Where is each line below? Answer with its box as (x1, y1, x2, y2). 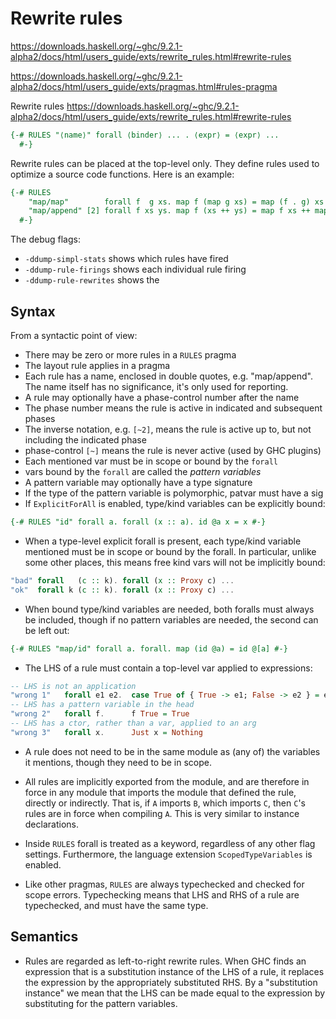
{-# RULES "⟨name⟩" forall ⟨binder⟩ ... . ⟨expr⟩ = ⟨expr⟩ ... (10, 130, 280, 140)
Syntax (10, 303, 56, 320)
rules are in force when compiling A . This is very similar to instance (24, 807, 300, 819)
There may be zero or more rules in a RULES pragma (24, 349, 237, 361)
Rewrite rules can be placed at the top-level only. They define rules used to (10, 157, 320, 169)
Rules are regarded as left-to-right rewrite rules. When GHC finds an (24, 955, 307, 967)
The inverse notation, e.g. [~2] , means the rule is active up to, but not (24, 423, 312, 435)
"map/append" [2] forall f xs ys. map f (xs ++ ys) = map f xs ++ (28, 206, 311, 216)
